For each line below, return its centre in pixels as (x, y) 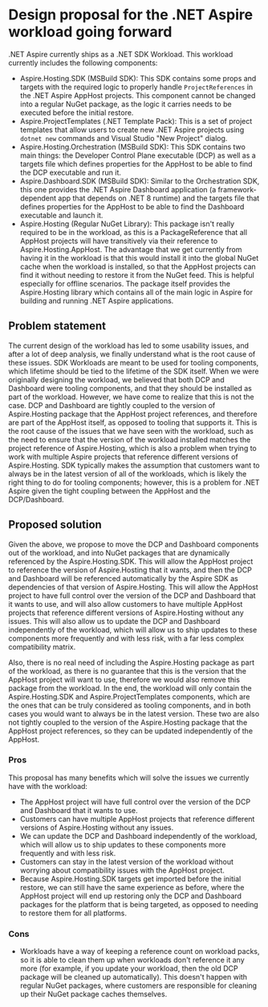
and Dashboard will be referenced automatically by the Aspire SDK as (123, 578)
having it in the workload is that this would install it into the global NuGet (139, 258)
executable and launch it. (61, 215)
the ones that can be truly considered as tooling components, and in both (130, 705)
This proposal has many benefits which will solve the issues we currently (129, 778)
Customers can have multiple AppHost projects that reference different (137, 819)
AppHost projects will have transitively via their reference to (119, 241)
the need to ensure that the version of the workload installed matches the (130, 440)
